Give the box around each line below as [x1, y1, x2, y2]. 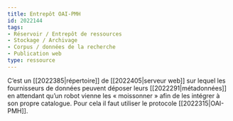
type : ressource [7, 57, 55, 64]
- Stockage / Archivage [7, 37, 78, 44]
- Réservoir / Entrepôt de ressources [7, 30, 122, 38]
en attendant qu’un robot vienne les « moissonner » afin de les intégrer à [7, 91, 220, 100]
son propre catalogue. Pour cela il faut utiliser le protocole [7, 99, 178, 107]
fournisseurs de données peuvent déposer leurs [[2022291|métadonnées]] [7, 83, 227, 93]
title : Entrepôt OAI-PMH [7, 10, 81, 18]
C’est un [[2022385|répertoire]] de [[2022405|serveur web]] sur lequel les [7, 76, 226, 85]
